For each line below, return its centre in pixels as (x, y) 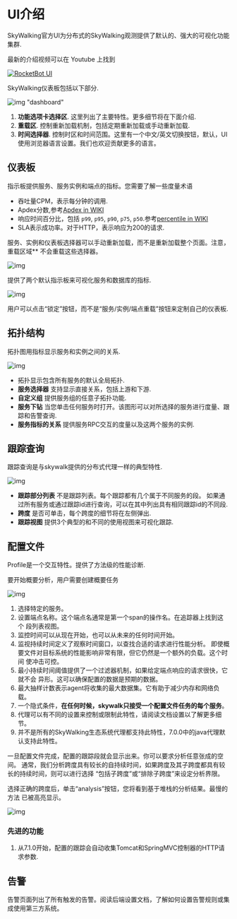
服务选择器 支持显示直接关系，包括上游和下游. (84, 389)
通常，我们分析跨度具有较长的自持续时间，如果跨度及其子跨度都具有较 (123, 765)
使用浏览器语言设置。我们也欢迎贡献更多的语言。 (89, 143)
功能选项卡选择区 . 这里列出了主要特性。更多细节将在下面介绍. (107, 117)
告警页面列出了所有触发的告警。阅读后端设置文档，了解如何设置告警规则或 (115, 900)
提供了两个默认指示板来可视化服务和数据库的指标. (79, 280)
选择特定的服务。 (42, 609)
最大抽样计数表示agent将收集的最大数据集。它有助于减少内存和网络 (115, 688)
